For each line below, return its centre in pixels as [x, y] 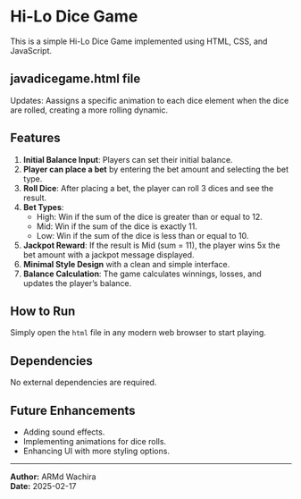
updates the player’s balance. [77, 283]
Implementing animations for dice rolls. [95, 441]
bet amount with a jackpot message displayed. [109, 254]
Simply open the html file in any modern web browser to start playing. [138, 333]
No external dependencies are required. [84, 383]
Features [35, 138]
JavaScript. [31, 50]
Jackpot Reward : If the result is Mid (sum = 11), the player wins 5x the [151, 245]
